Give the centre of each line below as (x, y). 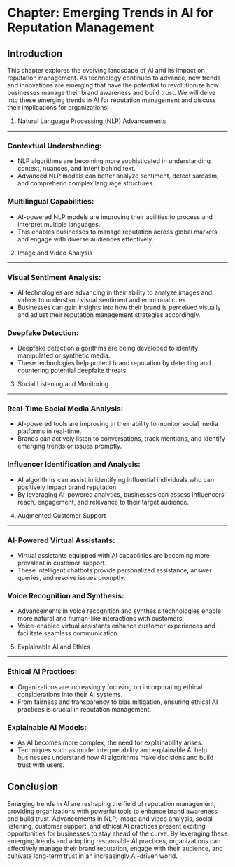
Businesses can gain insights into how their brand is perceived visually (119, 307)
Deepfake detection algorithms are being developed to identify (107, 348)
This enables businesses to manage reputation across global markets (117, 232)
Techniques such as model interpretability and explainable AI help (112, 749)
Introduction (35, 54)
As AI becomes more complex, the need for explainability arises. (110, 742)
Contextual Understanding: (55, 146)
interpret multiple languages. (59, 224)
